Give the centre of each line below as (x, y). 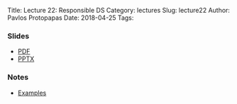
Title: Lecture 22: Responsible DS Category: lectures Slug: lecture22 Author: (119, 10)
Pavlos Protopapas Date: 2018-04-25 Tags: (71, 18)
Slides (18, 36)
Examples (32, 93)
